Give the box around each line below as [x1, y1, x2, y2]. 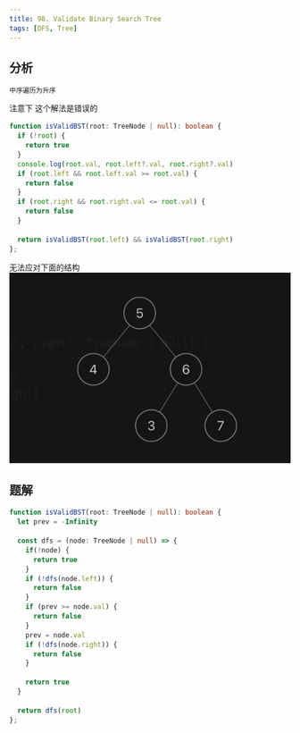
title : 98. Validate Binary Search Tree [9, 14, 162, 23]
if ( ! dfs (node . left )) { [25, 574, 114, 583]
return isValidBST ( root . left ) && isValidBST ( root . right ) [17, 235, 234, 244]
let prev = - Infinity [17, 518, 98, 527]
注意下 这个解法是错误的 [9, 103, 98, 114]
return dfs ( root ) [17, 706, 82, 715]
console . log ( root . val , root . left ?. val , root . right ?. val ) [17, 159, 234, 169]
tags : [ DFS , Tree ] [9, 23, 78, 33]
